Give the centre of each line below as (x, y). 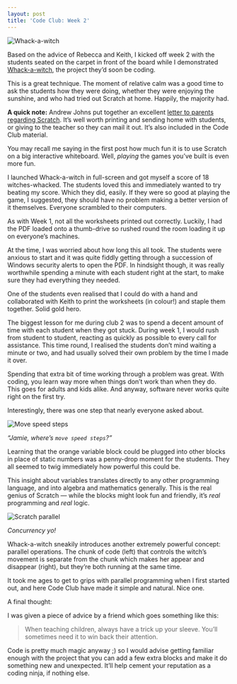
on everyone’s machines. (44, 236)
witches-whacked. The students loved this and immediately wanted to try (114, 184)
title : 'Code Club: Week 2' (49, 21)
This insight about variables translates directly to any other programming (113, 480)
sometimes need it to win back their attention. (91, 637)
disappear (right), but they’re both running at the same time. (95, 566)
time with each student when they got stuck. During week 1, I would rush (113, 330)
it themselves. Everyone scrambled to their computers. (87, 207)
